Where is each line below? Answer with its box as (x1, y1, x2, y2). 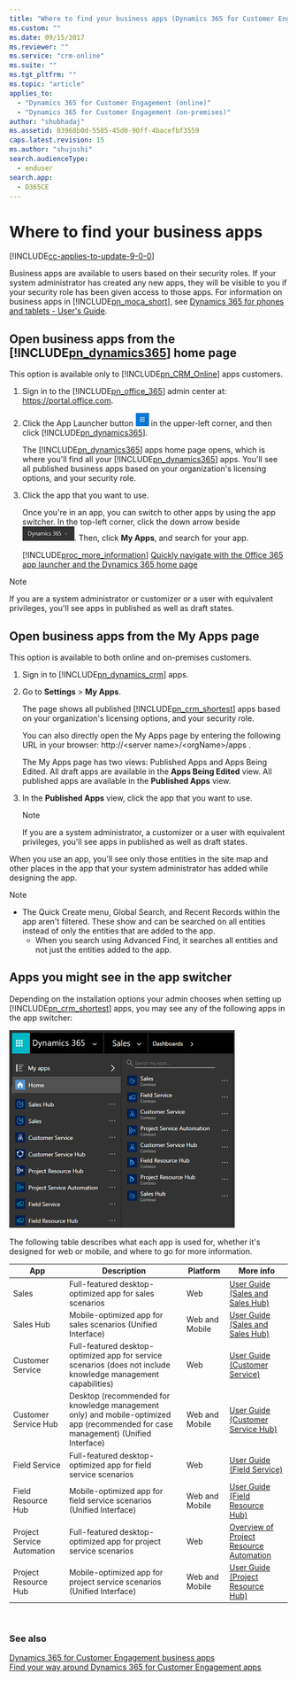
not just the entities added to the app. (34, 944, 172, 955)
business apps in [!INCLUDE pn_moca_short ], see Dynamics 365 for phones (9, 297, 285, 307)
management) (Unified (69, 1429, 152, 1439)
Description (102, 1266, 147, 1276)
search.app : (9, 173, 53, 182)
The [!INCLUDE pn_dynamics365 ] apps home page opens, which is (21, 445, 265, 455)
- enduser (17, 164, 53, 173)
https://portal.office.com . (21, 395, 114, 407)
